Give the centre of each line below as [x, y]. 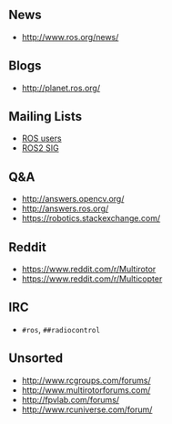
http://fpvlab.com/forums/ [71, 399]
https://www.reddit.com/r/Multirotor [89, 270]
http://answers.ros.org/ [65, 208]
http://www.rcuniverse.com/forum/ [87, 409]
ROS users [41, 138]
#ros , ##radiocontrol [61, 329]
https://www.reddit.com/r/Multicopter [92, 279]
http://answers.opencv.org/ [73, 199]
